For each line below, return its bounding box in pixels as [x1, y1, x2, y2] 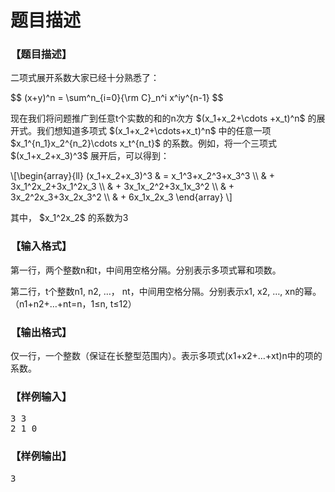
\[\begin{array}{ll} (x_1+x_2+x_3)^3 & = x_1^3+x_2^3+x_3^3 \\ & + [10, 170, 275, 182]
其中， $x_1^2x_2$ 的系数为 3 [10, 212, 129, 224]
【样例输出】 [10, 449, 73, 463]
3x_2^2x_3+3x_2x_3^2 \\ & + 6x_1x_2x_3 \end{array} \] [10, 191, 233, 203]
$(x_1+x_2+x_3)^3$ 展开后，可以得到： [10, 150, 170, 162]
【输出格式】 [10, 325, 73, 339]
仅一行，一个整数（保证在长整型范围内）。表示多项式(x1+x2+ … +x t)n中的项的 [10, 350, 323, 362]
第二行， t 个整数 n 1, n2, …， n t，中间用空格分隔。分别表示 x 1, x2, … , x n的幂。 [10, 285, 322, 297]
